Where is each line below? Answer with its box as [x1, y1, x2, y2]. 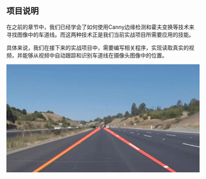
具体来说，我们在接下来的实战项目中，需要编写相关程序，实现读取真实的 [6, 44, 189, 51]
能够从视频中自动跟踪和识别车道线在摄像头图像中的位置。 [22, 51, 167, 59]
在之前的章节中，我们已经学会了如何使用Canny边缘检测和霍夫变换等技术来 [6, 23, 195, 31]
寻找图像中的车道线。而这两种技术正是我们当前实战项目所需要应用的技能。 [6, 31, 194, 38]
